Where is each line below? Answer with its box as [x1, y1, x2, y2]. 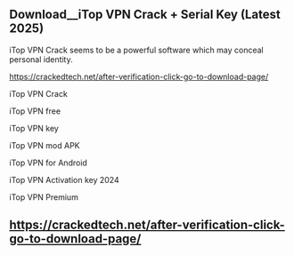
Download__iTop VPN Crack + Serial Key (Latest [9, 7, 281, 22]
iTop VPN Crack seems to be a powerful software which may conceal [9, 44, 265, 55]
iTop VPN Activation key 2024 [9, 174, 119, 185]
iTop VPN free [9, 106, 61, 116]
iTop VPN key [9, 123, 60, 133]
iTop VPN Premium [9, 191, 78, 203]
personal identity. [9, 53, 73, 65]
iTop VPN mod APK [9, 139, 80, 150]
